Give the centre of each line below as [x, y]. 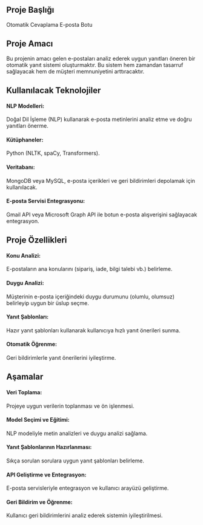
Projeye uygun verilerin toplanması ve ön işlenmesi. [70, 406]
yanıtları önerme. [27, 126]
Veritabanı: [21, 167]
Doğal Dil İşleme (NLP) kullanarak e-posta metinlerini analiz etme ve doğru [99, 119]
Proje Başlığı [30, 10]
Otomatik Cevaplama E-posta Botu [49, 24]
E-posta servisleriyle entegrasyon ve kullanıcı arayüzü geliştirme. [88, 488]
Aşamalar [25, 377]
